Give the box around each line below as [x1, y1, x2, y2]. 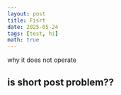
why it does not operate [7, 56, 76, 64]
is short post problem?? [7, 76, 115, 88]
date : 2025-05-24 [7, 23, 59, 30]
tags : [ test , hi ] [7, 30, 59, 37]
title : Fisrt [7, 17, 46, 24]
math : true [7, 37, 40, 44]
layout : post [7, 10, 46, 18]
